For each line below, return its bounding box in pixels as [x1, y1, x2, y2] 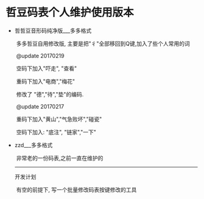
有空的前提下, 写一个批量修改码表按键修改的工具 [16, 186, 137, 193]
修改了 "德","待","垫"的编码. [16, 90, 84, 98]
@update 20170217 [16, 103, 65, 110]
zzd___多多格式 [14, 141, 53, 148]
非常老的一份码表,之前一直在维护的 [16, 154, 104, 162]
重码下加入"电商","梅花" [16, 78, 76, 85]
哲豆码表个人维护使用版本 [5, 5, 135, 20]
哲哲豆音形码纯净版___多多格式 [14, 27, 92, 34]
